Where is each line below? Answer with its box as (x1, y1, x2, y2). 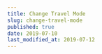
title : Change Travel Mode (7, 10, 86, 18)
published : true (7, 23, 54, 30)
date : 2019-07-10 (7, 29, 58, 37)
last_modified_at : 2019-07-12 (7, 36, 96, 43)
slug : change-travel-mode (7, 17, 82, 24)
